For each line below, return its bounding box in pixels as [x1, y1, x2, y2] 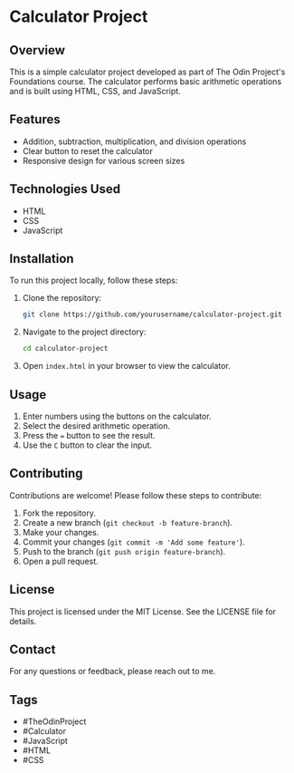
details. [9, 615, 37, 626]
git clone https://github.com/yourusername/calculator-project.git [22, 310, 282, 319]
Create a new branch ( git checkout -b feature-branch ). [22, 517, 233, 527]
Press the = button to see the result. [22, 430, 156, 440]
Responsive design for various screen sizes [22, 155, 185, 166]
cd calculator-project [22, 344, 109, 353]
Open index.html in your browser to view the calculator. [22, 361, 231, 372]
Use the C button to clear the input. [22, 440, 152, 450]
